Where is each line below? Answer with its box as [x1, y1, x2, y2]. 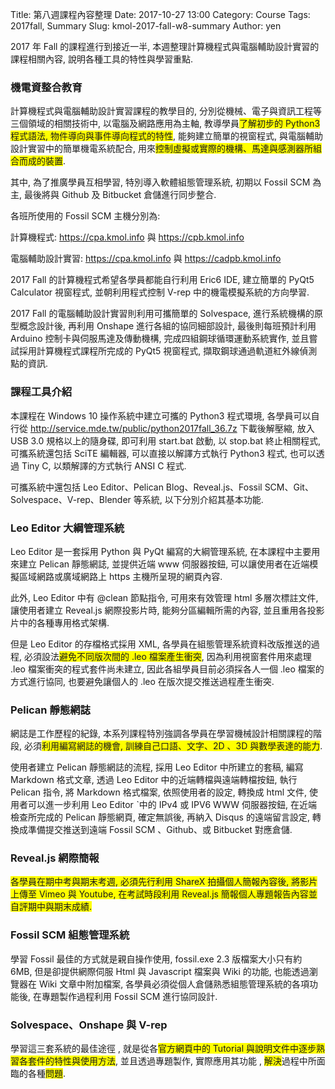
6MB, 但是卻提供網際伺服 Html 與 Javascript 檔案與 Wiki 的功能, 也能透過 [10, 965, 310, 977]
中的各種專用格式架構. [18, 616, 110, 628]
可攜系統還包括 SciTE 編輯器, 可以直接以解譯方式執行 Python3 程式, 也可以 [10, 447, 317, 459]
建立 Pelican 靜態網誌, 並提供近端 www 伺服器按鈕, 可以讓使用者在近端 [18, 558, 310, 570]
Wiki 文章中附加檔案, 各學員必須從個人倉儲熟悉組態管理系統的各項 [38, 978, 310, 990]
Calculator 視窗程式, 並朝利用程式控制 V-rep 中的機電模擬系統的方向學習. [10, 286, 310, 298]
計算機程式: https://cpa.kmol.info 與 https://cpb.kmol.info [10, 231, 245, 243]
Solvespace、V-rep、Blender [10, 493, 132, 505]
